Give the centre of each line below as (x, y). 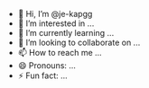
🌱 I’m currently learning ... (66, 33)
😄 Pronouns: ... (47, 66)
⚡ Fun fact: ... (42, 75)
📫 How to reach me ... (60, 53)
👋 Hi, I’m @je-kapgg (55, 14)
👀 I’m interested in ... (56, 23)
